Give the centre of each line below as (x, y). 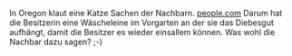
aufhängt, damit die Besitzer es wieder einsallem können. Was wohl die (142, 32)
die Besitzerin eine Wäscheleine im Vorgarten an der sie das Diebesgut (142, 23)
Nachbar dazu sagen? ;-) (56, 42)
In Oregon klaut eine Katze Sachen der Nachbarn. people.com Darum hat (146, 13)
